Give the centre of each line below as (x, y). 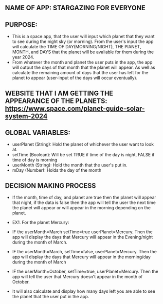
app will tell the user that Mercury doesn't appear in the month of (77, 277)
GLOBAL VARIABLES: (38, 132)
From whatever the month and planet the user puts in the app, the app (82, 62)
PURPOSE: (21, 25)
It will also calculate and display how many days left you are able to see (84, 291)
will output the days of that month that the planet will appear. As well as (84, 67)
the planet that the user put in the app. (50, 297)
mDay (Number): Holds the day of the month (57, 170)
